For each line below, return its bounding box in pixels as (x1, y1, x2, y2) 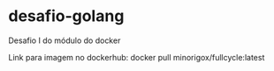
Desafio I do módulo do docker (8, 35, 121, 46)
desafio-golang (8, 6, 125, 26)
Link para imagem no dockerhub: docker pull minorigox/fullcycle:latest (8, 52, 265, 62)
